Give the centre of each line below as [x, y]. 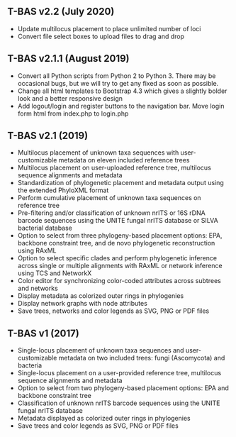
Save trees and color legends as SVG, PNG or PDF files [98, 426]
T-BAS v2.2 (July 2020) [61, 12]
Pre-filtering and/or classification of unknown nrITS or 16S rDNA [111, 213]
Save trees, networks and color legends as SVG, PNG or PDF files [113, 311]
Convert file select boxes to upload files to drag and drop [101, 36]
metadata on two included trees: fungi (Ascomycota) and [142, 358]
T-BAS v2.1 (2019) [48, 136]
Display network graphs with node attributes [82, 304]
